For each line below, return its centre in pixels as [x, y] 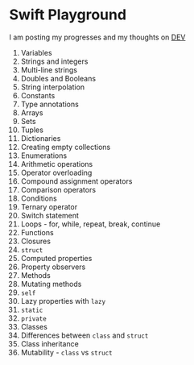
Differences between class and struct [85, 335]
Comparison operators [58, 189]
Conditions [39, 198]
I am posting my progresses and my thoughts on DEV [97, 37]
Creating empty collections [66, 147]
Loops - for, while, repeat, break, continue [91, 224]
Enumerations [44, 156]
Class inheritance [50, 343]
